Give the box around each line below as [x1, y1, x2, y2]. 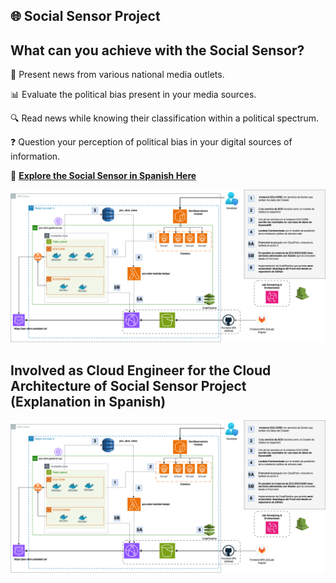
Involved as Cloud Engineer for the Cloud [10, 362, 272, 379]
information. [10, 150, 61, 163]
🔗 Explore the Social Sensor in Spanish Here [10, 170, 197, 182]
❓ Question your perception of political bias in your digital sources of [10, 136, 293, 148]
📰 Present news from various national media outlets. [10, 69, 225, 81]
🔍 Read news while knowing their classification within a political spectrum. [10, 112, 320, 124]
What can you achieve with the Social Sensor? [10, 42, 305, 59]
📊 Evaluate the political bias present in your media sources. [10, 89, 257, 101]
